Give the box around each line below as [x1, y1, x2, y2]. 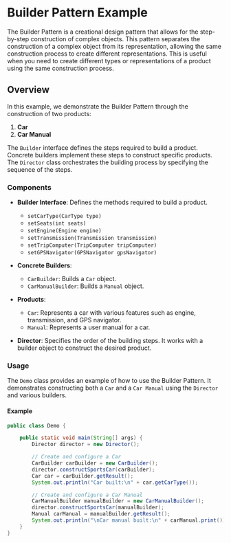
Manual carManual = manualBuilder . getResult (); [32, 511, 170, 518]
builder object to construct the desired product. [16, 344, 152, 352]
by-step [7, 34, 30, 43]
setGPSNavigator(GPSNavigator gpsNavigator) [27, 250, 157, 256]
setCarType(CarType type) [27, 213, 102, 220]
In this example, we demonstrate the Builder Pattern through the [7, 102, 189, 111]
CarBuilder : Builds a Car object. [27, 275, 117, 283]
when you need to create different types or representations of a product [7, 56, 211, 65]
